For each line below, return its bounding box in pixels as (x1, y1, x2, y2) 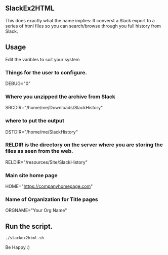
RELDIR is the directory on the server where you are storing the (5, 141, 163, 148)
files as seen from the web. (5, 148, 73, 155)
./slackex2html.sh (5, 235, 44, 241)
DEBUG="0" (5, 80, 31, 87)
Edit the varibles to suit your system (5, 56, 80, 62)
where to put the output (5, 117, 65, 124)
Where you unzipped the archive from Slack (5, 93, 115, 100)
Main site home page (5, 172, 58, 179)
